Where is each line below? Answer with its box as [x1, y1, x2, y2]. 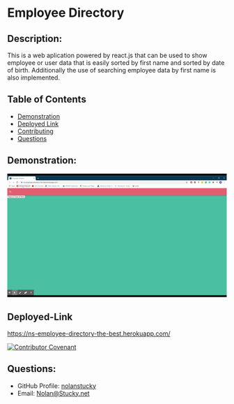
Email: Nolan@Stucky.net [17, 389, 90, 397]
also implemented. [7, 73, 61, 82]
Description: [7, 33, 63, 45]
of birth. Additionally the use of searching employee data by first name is [7, 66, 216, 74]
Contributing [17, 127, 54, 135]
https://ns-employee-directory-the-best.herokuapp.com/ [7, 329, 171, 338]
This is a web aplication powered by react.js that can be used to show [7, 51, 208, 59]
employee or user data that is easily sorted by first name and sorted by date [7, 59, 225, 67]
